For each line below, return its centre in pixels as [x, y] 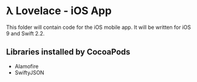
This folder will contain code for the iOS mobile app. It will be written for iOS [98, 27]
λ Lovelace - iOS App [59, 11]
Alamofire [27, 66]
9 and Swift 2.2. [25, 33]
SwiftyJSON [29, 73]
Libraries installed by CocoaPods [68, 52]
